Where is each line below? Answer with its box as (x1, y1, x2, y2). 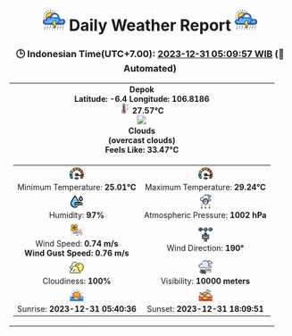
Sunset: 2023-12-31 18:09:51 (146, 304, 264, 315)
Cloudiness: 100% (42, 275, 112, 286)
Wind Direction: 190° (166, 243, 245, 254)
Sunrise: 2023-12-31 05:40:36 (17, 304, 137, 315)
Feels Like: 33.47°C (104, 145, 179, 155)
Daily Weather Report (68, 15, 232, 36)
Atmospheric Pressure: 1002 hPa (144, 210, 267, 221)
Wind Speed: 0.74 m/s (35, 238, 119, 248)
